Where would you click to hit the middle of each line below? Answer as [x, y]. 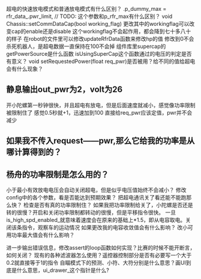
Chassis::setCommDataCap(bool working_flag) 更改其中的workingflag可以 [98, 24]
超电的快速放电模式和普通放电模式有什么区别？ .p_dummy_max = [86, 9]
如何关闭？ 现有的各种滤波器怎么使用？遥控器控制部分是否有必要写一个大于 [99, 255]
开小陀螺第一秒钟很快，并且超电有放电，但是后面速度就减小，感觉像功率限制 [101, 105]
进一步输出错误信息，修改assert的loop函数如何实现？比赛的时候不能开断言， [101, 248]
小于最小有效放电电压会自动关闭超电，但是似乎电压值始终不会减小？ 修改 [96, 190]
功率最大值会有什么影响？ [43, 235]
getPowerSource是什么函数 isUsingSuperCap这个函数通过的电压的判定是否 [99, 54]
